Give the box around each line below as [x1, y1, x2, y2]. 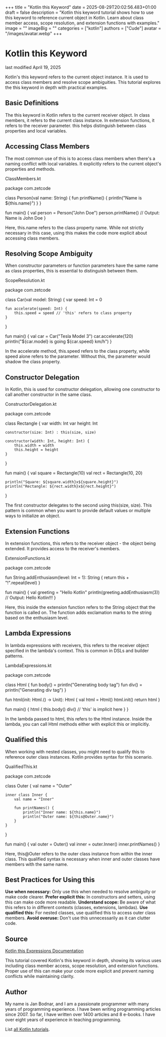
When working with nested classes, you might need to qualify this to [5, 749, 145, 755]
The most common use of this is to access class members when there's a [5, 155, 156, 161]
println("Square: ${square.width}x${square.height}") [5, 480, 119, 485]
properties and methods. [5, 166, 56, 172]
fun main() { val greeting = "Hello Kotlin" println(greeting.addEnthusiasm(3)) [5, 589, 160, 595]
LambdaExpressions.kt [5, 662, 52, 668]
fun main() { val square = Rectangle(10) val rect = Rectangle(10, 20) [5, 470, 143, 476]
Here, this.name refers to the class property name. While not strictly [5, 224, 144, 230]
